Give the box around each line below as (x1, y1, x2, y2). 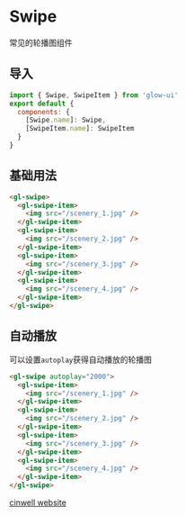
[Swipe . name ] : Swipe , (25, 115, 106, 125)
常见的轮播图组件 (9, 37, 73, 48)
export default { (9, 99, 75, 108)
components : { (17, 107, 70, 116)
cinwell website (9, 497, 67, 508)
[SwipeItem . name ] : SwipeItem (25, 124, 135, 133)
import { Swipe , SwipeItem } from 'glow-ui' (9, 90, 179, 100)
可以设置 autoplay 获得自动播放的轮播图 (9, 354, 153, 365)
